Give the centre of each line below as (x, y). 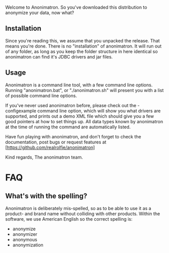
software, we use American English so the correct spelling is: (69, 219)
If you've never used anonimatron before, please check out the (71, 105)
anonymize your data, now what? (40, 13)
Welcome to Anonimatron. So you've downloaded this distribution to (76, 7)
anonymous (25, 239)
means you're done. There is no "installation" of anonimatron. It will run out (83, 46)
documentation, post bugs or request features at (56, 142)
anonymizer (25, 234)
